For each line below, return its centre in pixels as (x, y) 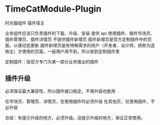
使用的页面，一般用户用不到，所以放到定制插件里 (71, 51)
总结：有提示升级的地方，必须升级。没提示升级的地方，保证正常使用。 (75, 118)
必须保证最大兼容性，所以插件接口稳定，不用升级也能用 (60, 91)
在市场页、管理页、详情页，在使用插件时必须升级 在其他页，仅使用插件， (78, 101)
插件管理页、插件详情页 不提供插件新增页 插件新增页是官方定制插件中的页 (78, 39)
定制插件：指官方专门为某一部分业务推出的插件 (52, 62)
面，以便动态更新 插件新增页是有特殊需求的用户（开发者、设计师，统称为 (78, 45)
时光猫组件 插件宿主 (25, 23)
